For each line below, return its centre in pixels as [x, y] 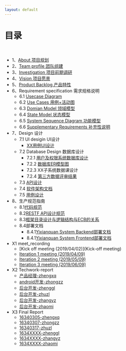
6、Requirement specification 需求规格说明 [56, 91]
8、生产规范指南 [28, 201]
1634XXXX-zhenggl [39, 333]
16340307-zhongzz [39, 322]
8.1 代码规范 [31, 207]
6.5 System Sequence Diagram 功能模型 [60, 120]
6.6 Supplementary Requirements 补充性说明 [65, 127]
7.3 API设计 [31, 182]
